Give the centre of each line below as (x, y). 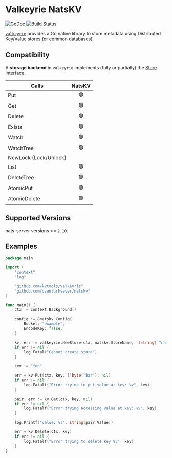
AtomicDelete (24, 199)
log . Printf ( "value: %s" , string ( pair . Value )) (64, 423)
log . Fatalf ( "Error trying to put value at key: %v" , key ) (87, 385)
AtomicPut (20, 188)
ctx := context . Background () (46, 310)
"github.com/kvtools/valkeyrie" (49, 286)
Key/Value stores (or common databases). (49, 39)
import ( (15, 267)
